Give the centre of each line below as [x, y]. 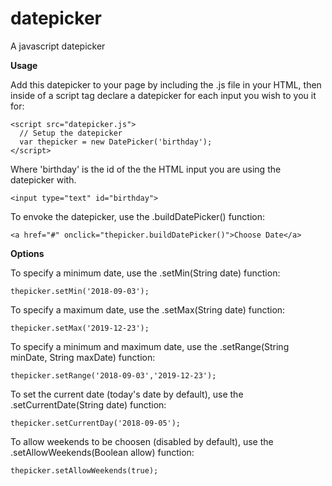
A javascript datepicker [58, 46]
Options [27, 253]
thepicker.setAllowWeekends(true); [84, 470]
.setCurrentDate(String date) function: [88, 404]
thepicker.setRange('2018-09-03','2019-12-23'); [113, 375]
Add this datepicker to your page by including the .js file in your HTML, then [166, 84]
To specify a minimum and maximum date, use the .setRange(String [150, 346]
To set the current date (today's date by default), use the [127, 394]
